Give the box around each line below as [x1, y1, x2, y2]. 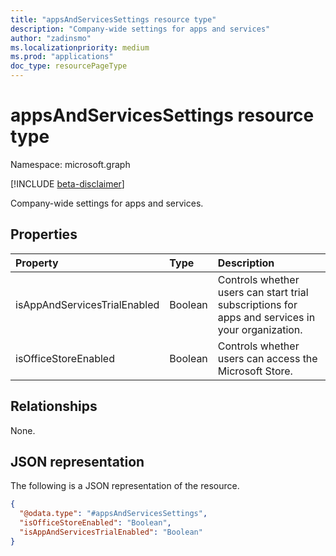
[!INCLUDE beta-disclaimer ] [10, 177, 125, 190]
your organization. [217, 322, 303, 336]
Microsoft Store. [217, 364, 293, 378]
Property [15, 256, 59, 270]
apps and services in [217, 310, 316, 324]
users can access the [217, 351, 318, 365]
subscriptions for [217, 297, 298, 311]
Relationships [10, 398, 98, 415]
